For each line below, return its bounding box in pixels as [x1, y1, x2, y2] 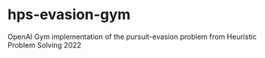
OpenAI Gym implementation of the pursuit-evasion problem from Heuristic [7, 32, 257, 41]
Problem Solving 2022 [7, 40, 82, 49]
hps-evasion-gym [7, 6, 130, 24]
